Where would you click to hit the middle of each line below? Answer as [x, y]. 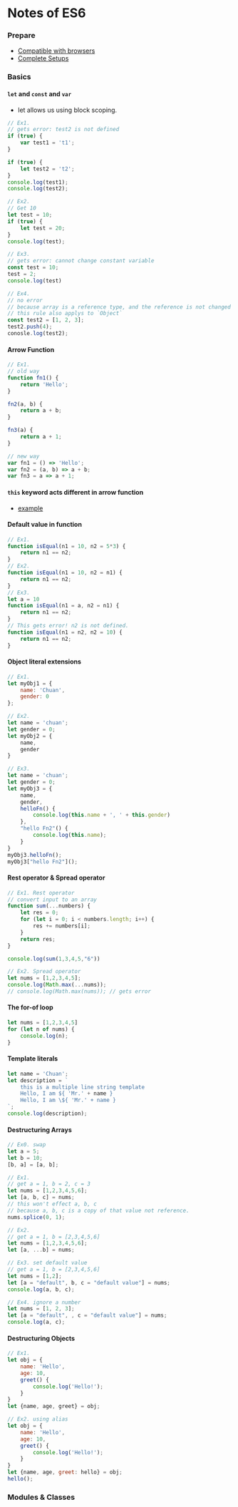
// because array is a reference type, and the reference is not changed [119, 307]
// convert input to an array [52, 900]
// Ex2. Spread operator [44, 972]
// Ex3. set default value [47, 1263]
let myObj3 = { [30, 788]
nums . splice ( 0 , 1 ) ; [36, 1217]
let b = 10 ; [25, 1158]
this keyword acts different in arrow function [76, 492]
